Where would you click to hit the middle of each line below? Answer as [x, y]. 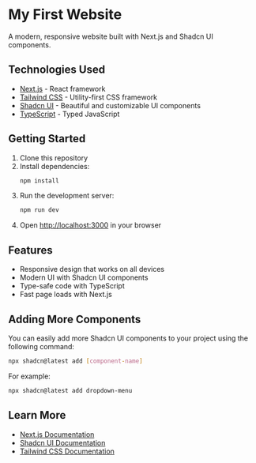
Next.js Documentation [57, 434]
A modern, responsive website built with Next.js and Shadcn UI [111, 36]
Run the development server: [67, 196]
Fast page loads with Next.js [66, 295]
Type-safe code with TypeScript [72, 286]
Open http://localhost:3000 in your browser [90, 225]
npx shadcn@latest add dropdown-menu [70, 390]
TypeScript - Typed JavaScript [70, 114]
